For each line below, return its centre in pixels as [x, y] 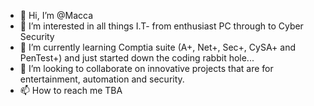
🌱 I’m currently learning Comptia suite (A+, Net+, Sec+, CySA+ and [157, 47]
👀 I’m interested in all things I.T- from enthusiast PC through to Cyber [161, 26]
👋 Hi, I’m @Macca [56, 15]
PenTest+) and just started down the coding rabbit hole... [137, 58]
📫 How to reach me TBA [71, 90]
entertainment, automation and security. [102, 79]
